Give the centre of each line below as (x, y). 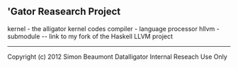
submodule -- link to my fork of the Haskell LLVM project (90, 36)
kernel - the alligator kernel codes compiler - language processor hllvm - (113, 28)
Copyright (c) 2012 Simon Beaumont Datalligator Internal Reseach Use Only (118, 57)
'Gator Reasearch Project (64, 12)
